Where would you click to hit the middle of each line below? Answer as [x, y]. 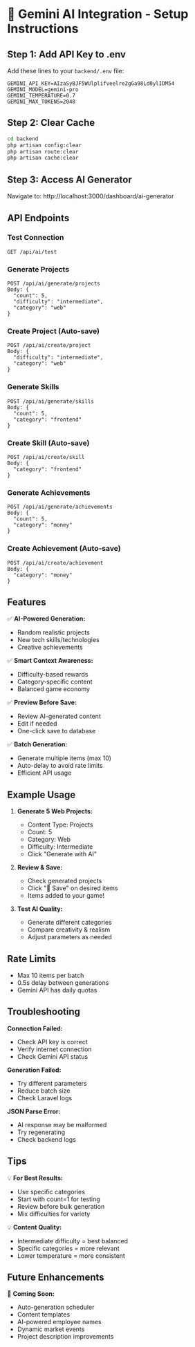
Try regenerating [41, 1132]
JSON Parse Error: [34, 1111]
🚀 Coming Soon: [31, 1294]
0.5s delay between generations [63, 983]
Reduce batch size [44, 1091]
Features [27, 602]
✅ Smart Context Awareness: [50, 661]
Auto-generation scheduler [56, 1307]
